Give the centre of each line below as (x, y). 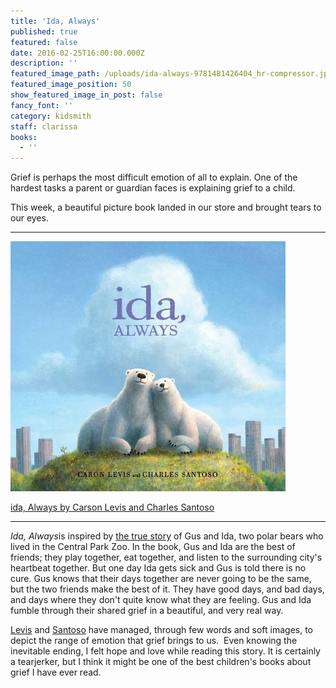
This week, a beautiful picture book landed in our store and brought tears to (166, 207)
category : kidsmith (51, 116)
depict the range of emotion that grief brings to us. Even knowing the (154, 641)
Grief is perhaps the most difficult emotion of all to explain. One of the (154, 177)
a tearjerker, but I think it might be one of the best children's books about (161, 662)
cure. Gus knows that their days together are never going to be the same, (161, 579)
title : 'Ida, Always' (55, 21)
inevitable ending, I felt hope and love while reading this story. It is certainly (165, 651)
